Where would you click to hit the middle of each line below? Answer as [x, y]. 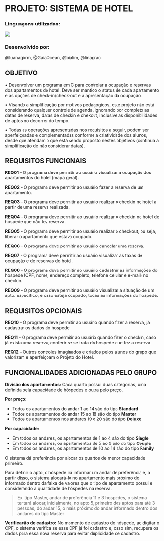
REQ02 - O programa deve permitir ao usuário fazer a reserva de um [74, 187]
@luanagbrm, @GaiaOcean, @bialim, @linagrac [53, 57]
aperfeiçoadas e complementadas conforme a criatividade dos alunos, [76, 135]
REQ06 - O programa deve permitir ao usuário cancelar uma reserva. [75, 246]
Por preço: [16, 399]
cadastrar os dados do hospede [37, 328]
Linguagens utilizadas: [33, 24]
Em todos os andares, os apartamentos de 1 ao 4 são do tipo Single [80, 438]
